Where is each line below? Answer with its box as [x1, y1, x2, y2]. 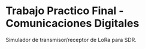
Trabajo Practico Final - [5, 4, 124, 18]
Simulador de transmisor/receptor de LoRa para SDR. [5, 36, 137, 43]
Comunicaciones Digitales [5, 17, 140, 30]
